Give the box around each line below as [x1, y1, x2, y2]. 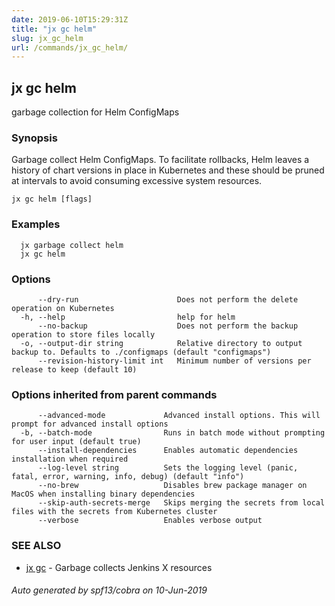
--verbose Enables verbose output [37, 516, 263, 526]
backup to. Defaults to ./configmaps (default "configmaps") [11, 347, 272, 357]
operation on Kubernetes [11, 303, 115, 313]
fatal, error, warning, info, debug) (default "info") [11, 472, 245, 482]
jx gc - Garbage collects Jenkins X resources [25, 561, 213, 573]
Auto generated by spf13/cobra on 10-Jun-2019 [11, 584, 208, 596]
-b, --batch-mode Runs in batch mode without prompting [20, 428, 326, 438]
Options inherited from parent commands [11, 387, 218, 401]
